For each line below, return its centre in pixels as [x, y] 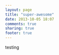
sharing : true [20, 28]
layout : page [19, 10]
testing [12, 47]
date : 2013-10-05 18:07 [30, 19]
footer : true [19, 33]
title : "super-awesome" [30, 14]
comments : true [21, 24]
